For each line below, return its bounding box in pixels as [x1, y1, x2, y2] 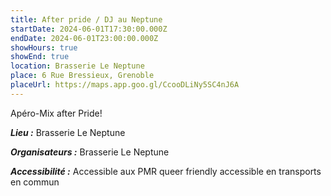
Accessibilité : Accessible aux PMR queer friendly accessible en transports [10, 165, 322, 177]
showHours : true [10, 42, 78, 53]
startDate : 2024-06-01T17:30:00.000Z [10, 24, 168, 34]
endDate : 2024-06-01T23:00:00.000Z [10, 33, 159, 43]
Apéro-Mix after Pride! [10, 107, 103, 119]
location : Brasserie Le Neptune [10, 61, 145, 71]
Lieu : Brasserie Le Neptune [10, 126, 126, 138]
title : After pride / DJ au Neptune [10, 14, 163, 25]
